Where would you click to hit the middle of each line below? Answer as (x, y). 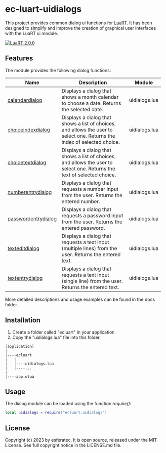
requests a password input (92, 215)
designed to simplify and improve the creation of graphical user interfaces (81, 28)
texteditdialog (23, 248)
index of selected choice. (91, 142)
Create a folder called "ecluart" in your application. (64, 332)
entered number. (81, 201)
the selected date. (83, 109)
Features (19, 59)
